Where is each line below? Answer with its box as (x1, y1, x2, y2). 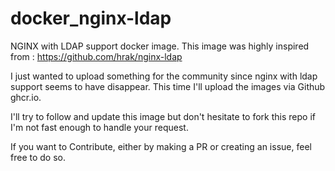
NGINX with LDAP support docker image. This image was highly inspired (10, 40, 310, 52)
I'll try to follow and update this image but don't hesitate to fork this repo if (10, 110, 316, 122)
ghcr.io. (10, 91, 42, 103)
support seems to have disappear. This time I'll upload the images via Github (10, 80, 326, 92)
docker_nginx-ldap (10, 7, 172, 30)
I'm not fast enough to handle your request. (10, 121, 189, 133)
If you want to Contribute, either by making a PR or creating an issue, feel (10, 140, 312, 152)
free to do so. (10, 151, 66, 163)
